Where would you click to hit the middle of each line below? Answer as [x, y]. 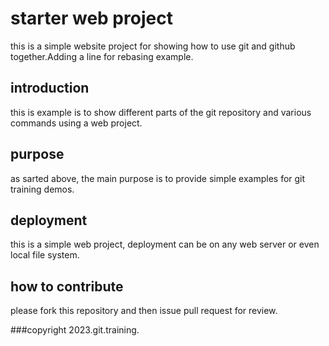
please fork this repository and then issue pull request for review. [144, 311]
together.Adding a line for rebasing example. [102, 56]
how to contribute [67, 286]
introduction [50, 88]
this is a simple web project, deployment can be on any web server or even [165, 244]
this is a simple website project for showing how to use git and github [153, 46]
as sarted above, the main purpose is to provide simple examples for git [158, 178]
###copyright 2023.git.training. [75, 330]
